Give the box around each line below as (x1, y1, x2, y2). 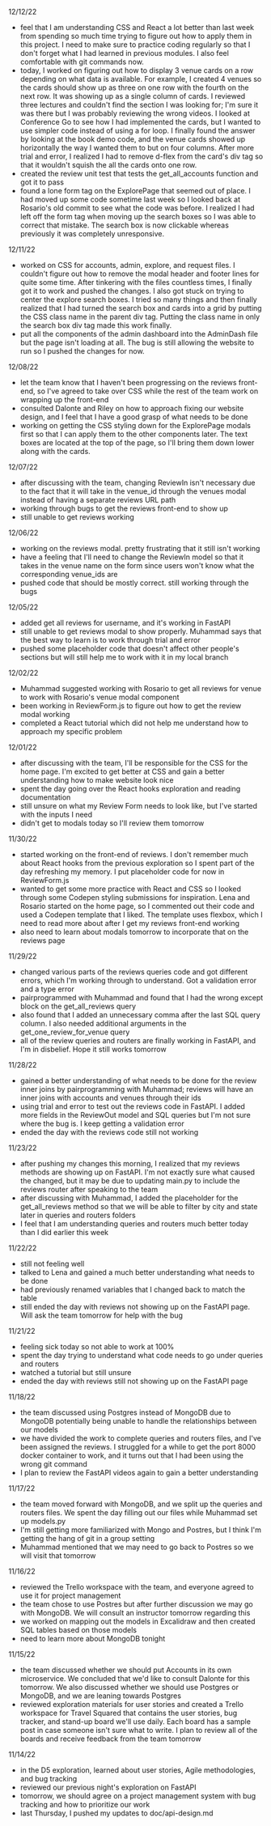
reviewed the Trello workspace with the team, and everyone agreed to (19, 1582, 254, 1591)
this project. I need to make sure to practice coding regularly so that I (19, 40, 251, 49)
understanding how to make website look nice (19, 775, 174, 784)
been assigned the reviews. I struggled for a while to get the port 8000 (19, 1442, 256, 1451)
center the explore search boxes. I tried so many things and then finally (19, 295, 257, 304)
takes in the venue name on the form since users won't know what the (19, 561, 255, 570)
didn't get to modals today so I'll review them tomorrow (19, 818, 205, 828)
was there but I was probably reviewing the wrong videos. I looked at (19, 108, 251, 118)
